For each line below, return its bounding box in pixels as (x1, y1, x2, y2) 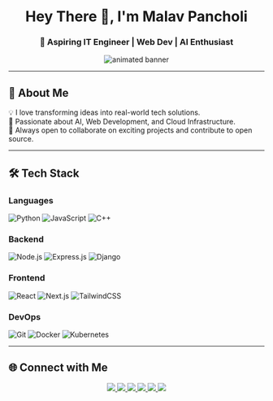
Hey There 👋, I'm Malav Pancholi (25, 7, 248, 26)
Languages (8, 194, 54, 206)
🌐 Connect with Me (8, 361, 108, 375)
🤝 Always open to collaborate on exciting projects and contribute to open (8, 125, 253, 135)
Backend (8, 233, 45, 245)
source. (8, 134, 34, 144)
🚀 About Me (8, 85, 69, 100)
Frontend (8, 272, 45, 284)
